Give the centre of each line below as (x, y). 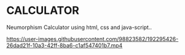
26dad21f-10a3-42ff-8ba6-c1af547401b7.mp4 (65, 45)
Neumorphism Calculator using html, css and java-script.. (79, 27)
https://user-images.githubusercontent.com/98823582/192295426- (92, 39)
